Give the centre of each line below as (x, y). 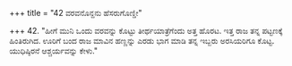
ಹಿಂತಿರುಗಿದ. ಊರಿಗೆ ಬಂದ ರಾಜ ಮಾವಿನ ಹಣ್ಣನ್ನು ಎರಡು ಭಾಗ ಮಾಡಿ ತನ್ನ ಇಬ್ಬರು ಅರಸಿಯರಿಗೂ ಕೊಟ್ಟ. (142, 41)
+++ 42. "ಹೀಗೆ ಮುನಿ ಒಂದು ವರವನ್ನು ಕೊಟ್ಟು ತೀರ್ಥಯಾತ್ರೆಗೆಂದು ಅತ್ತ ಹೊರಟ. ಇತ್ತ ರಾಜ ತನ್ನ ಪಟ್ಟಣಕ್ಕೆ (146, 31)
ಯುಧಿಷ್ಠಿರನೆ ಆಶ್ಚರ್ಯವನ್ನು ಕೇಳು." (54, 51)
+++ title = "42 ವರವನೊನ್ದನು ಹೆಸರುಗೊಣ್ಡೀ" (76, 13)
